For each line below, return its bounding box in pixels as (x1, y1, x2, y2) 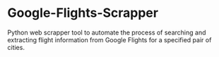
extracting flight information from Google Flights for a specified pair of (7, 35, 212, 44)
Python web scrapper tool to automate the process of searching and (7, 28, 206, 37)
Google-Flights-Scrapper (7, 5, 159, 21)
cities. (7, 43, 25, 51)
